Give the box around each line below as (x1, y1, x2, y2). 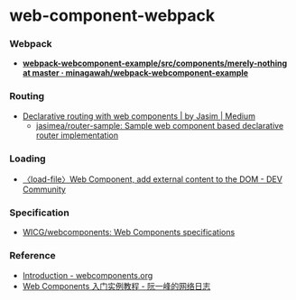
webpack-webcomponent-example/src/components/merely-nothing (22, 58, 288, 68)
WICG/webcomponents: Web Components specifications (22, 227, 236, 238)
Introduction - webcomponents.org (22, 269, 153, 280)
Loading (9, 152, 47, 165)
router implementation (35, 130, 119, 141)
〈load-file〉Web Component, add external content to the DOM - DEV (22, 174, 282, 185)
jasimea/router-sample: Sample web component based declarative (35, 120, 284, 131)
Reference (9, 250, 56, 262)
